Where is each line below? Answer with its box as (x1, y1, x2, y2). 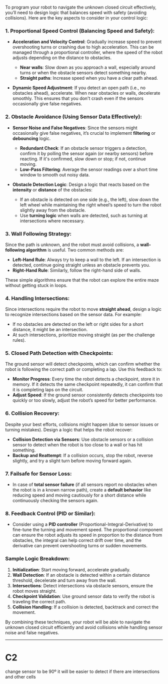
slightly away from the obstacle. (19, 207, 86, 213)
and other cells (5, 673, 36, 679)
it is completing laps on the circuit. (12, 387, 83, 393)
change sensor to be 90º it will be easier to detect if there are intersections (5, 668, 160, 674)
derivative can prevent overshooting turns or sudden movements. (12, 543, 147, 549)
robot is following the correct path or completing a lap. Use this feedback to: (5, 366, 162, 372)
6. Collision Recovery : (5, 410, 60, 417)
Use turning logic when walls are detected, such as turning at (19, 212, 148, 218)
